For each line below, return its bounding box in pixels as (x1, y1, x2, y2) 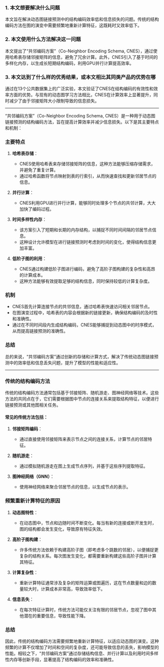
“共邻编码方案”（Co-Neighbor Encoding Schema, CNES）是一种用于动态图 (5, 112, 156, 118)
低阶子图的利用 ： (12, 256, 47, 262)
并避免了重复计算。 (19, 167, 59, 173)
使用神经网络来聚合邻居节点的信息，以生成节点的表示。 (19, 484, 131, 490)
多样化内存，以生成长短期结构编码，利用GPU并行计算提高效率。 (5, 60, 134, 66)
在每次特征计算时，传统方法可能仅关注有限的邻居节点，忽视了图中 (19, 606, 152, 612)
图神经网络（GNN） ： (12, 473, 55, 480)
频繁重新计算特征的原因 (5, 497, 60, 504)
